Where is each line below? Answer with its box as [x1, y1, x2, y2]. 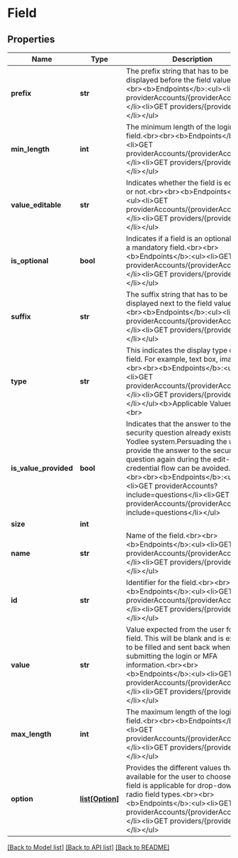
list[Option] [79, 794, 120, 803]
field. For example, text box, [126, 355, 218, 364]
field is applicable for [126, 781, 196, 790]
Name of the [126, 530, 168, 540]
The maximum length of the [126, 707, 218, 717]
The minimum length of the [126, 122, 216, 132]
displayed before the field [126, 75, 211, 84]
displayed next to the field [126, 299, 212, 308]
